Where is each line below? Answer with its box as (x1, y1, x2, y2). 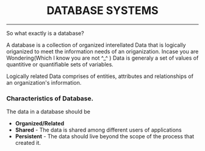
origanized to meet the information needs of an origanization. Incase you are (6, 47, 199, 55)
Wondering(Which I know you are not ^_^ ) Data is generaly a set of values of (6, 54, 199, 61)
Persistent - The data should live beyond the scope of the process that (15, 133, 195, 140)
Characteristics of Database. (6, 94, 93, 102)
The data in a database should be (6, 108, 90, 116)
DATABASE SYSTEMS (46, 4, 159, 18)
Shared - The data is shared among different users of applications (15, 126, 182, 134)
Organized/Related (15, 120, 65, 127)
